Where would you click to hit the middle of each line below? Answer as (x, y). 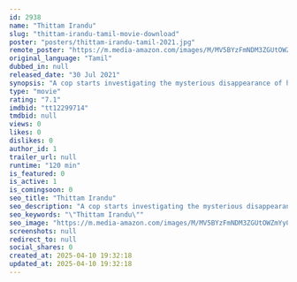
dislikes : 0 (31, 141)
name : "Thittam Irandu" (53, 26)
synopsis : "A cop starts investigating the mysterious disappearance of (146, 83)
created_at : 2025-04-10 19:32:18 (71, 256)
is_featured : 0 (37, 173)
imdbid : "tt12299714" (49, 108)
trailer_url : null (43, 157)
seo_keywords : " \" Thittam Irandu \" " (76, 214)
